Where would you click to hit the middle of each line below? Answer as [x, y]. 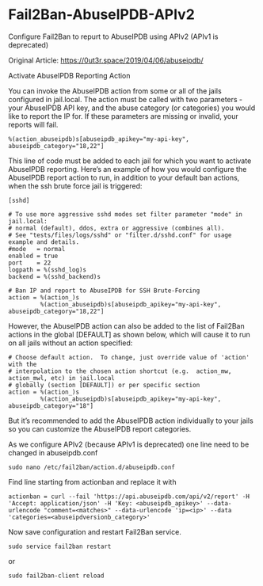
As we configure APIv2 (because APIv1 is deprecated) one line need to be [129, 444]
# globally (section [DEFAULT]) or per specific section [104, 385]
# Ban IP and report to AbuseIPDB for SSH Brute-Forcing [104, 291]
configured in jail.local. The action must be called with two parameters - [126, 99]
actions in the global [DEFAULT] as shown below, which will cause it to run [130, 334]
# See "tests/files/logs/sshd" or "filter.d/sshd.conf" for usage [120, 235]
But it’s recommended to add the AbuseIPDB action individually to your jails [131, 420]
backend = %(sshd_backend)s [55, 276]
